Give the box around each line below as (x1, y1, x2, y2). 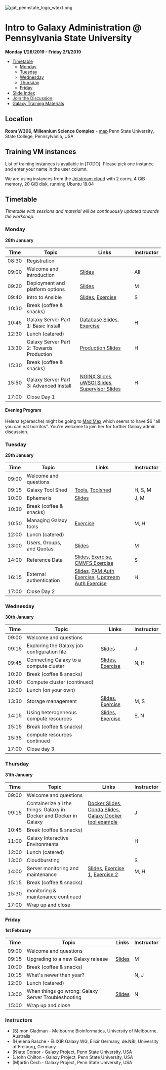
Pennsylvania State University (5, 33, 132, 44)
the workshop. (5, 213, 35, 220)
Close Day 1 (26, 393, 55, 400)
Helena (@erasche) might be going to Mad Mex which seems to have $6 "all (5, 418, 161, 424)
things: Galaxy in (26, 806, 65, 813)
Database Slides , (80, 316, 119, 323)
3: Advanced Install (26, 382, 72, 389)
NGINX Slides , (80, 373, 113, 380)
